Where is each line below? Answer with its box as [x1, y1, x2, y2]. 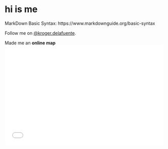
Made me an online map [5, 39, 56, 46]
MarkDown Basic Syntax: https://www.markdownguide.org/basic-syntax [5, 20, 155, 26]
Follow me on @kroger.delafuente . [5, 30, 76, 36]
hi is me [5, 4, 38, 15]
